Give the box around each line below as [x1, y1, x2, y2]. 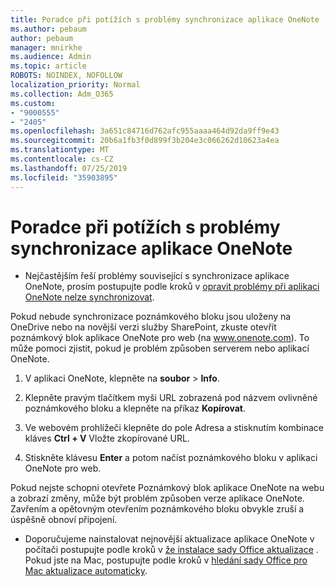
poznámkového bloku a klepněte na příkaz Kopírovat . [24, 402, 247, 415]
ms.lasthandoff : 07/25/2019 [10, 163, 128, 173]
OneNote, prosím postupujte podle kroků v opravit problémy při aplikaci [24, 281, 320, 293]
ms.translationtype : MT [10, 145, 110, 155]
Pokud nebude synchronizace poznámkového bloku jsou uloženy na [10, 311, 292, 323]
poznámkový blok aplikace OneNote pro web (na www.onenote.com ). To [10, 332, 310, 344]
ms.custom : [10, 98, 56, 108]
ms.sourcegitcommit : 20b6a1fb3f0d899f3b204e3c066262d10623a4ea [10, 136, 280, 146]
